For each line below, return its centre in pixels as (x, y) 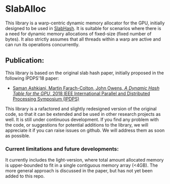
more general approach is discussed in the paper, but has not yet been (79, 171)
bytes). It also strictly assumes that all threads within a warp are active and (83, 39)
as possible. (18, 136)
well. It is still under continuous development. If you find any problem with (82, 119)
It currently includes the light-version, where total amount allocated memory (84, 160)
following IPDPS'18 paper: (32, 78)
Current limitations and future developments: (62, 149)
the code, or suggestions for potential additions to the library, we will (77, 125)
